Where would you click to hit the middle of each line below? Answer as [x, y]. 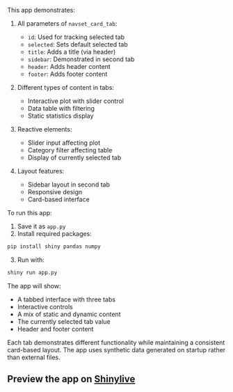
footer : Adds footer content [67, 74]
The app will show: [34, 285]
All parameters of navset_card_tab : [67, 23]
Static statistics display [61, 116]
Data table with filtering [61, 108]
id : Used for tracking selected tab [76, 37]
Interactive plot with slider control [75, 101]
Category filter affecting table [70, 150]
